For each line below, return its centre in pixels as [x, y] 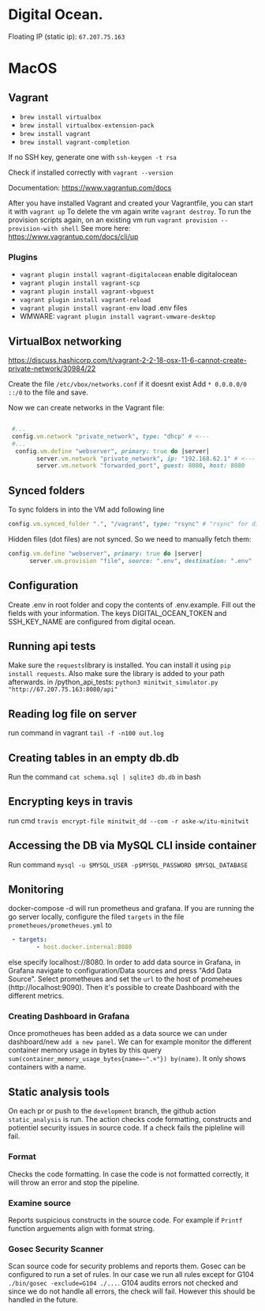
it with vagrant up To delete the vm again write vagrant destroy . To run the [130, 211]
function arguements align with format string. [82, 1228]
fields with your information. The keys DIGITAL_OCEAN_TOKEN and [118, 613]
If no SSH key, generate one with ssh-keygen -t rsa [93, 157]
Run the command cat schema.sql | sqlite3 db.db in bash [105, 776]
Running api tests [52, 646]
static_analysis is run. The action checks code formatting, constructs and [130, 1120]
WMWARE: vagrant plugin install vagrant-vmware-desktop [118, 316]
